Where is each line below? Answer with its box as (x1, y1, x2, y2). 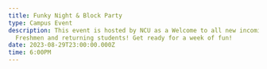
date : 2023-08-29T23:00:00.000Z (8, 41, 115, 49)
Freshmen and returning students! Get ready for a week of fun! (15, 33, 233, 42)
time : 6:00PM (8, 48, 52, 56)
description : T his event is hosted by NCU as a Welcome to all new (8, 26, 237, 34)
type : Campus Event (8, 19, 73, 27)
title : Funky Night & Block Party (8, 11, 123, 20)
